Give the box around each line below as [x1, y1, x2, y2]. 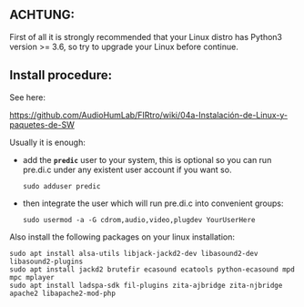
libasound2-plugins [9, 257, 84, 266]
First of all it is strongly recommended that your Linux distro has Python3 [9, 31, 282, 42]
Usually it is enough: [9, 137, 86, 148]
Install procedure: [9, 67, 112, 83]
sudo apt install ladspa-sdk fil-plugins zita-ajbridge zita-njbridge [9, 281, 283, 290]
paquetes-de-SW [9, 118, 75, 130]
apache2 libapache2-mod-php [9, 289, 117, 298]
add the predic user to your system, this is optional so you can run [22, 154, 272, 165]
